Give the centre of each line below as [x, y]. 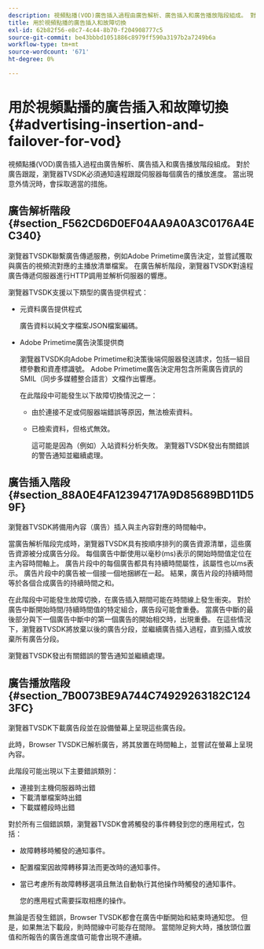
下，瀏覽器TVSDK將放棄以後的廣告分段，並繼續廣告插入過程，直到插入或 [126, 629]
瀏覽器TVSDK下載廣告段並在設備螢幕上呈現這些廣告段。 [99, 728]
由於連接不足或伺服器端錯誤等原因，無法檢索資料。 [114, 412]
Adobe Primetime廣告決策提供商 [71, 342]
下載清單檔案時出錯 [51, 797]
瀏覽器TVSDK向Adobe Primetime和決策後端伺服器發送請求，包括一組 [131, 359]
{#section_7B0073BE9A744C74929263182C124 [130, 696]
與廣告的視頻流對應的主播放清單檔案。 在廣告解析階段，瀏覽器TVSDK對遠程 [131, 266]
